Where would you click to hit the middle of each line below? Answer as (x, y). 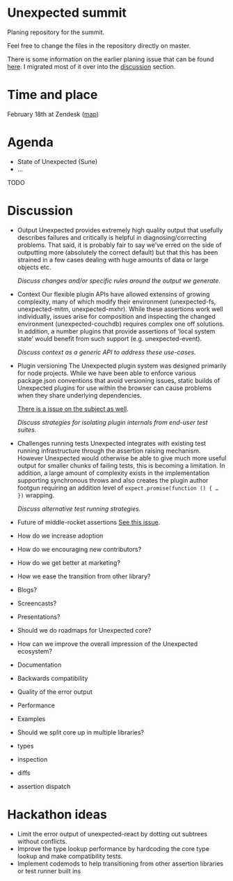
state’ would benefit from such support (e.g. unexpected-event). (110, 338)
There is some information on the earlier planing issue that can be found (111, 59)
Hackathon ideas (57, 814)
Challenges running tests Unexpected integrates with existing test (112, 443)
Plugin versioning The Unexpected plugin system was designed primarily (122, 366)
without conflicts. (42, 841)
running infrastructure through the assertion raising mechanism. (109, 451)
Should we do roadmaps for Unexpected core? (84, 630)
